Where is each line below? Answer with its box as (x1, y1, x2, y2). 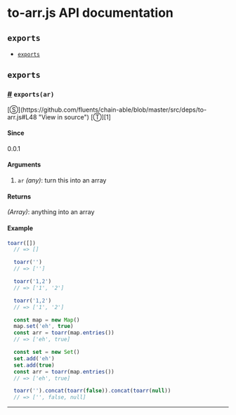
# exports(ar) (7, 89, 55, 99)
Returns (7, 192, 32, 201)
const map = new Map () (13, 316, 80, 324)
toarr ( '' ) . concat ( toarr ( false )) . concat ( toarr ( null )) (13, 388, 171, 395)
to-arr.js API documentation (7, 5, 174, 21)
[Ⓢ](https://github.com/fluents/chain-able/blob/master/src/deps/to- (7, 105, 207, 114)
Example (7, 223, 34, 232)
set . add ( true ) (13, 362, 55, 369)
